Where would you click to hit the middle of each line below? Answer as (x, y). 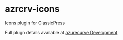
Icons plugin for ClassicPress (35, 23)
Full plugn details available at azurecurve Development (61, 32)
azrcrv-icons (32, 9)
